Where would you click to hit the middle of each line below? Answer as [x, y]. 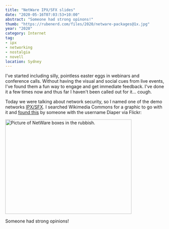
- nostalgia [18, 52]
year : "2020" [19, 29]
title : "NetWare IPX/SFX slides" [40, 10]
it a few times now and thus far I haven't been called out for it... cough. [79, 92]
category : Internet [26, 33]
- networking [19, 47]
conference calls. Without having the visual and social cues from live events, [85, 81]
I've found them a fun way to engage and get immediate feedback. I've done [85, 87]
